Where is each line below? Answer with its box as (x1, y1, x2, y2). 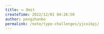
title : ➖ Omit (5, 7, 35, 12)
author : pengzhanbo (5, 16, 46, 21)
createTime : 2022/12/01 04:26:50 (5, 12, 75, 17)
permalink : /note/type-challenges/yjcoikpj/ (5, 21, 99, 26)
